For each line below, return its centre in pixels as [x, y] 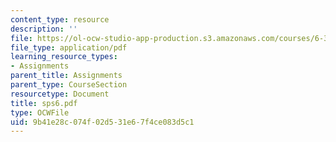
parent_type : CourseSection [69, 85]
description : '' [44, 29]
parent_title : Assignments [66, 76]
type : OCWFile [40, 112]
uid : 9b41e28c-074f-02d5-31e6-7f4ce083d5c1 [102, 122]
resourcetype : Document [60, 94]
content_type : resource [60, 19]
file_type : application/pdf [69, 47]
